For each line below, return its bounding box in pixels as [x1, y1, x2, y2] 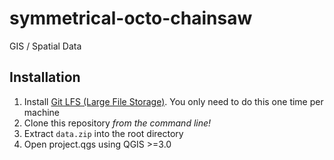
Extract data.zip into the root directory [23, 127, 184, 139]
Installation [9, 69, 81, 86]
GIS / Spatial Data [9, 40, 82, 52]
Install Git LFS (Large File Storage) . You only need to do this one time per [23, 95, 324, 107]
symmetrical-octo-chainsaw [9, 7, 253, 30]
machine [23, 106, 61, 118]
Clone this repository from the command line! [23, 117, 212, 129]
